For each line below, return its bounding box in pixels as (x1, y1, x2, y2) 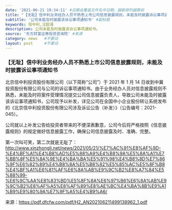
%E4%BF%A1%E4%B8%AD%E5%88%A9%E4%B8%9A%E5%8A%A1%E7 (5, 151, 165, 157)
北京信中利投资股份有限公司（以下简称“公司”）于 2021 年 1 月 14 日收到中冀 (5, 79, 164, 85)
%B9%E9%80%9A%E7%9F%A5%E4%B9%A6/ (5, 188, 107, 195)
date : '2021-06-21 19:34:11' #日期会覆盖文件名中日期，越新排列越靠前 (5, 7, 144, 13)
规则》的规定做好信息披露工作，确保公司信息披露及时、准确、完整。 (9, 129, 154, 135)
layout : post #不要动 (5, 41, 58, 46)
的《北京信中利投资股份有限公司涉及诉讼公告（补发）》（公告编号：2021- (5, 104, 157, 111)
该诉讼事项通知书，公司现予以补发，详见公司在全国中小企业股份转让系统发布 (5, 98, 167, 104)
